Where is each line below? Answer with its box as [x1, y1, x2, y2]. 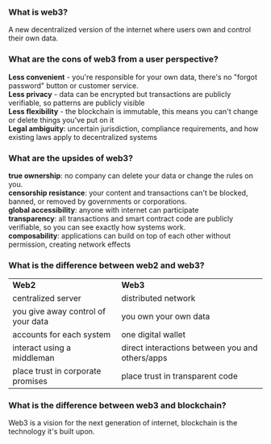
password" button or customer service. [8, 80, 139, 91]
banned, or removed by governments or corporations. [8, 197, 187, 206]
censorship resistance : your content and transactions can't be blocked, [8, 188, 248, 197]
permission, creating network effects [8, 239, 131, 249]
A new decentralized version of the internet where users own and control [8, 25, 252, 35]
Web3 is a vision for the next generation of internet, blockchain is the [8, 418, 238, 428]
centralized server [12, 293, 82, 304]
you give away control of [12, 306, 106, 317]
